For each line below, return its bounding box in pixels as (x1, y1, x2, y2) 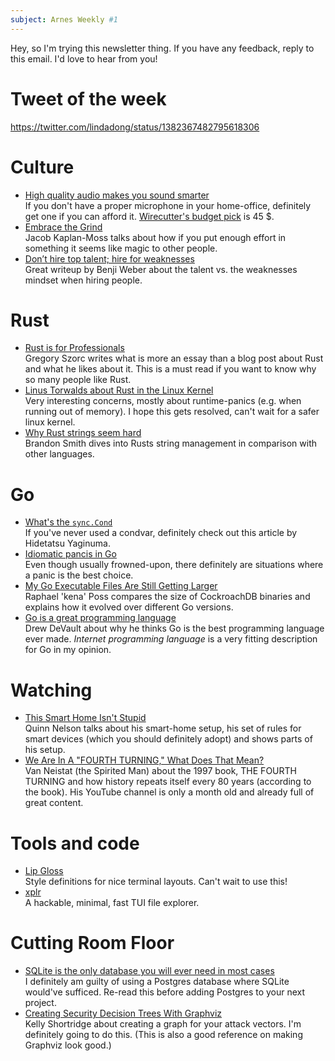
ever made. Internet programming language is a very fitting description (24, 633, 318, 645)
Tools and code (10, 832, 140, 855)
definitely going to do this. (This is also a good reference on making (24, 1029, 303, 1041)
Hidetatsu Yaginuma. (24, 537, 111, 550)
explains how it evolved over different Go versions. (24, 601, 234, 613)
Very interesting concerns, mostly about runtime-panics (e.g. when (24, 395, 302, 407)
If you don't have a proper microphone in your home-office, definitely (24, 199, 312, 211)
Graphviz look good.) (24, 1039, 112, 1051)
